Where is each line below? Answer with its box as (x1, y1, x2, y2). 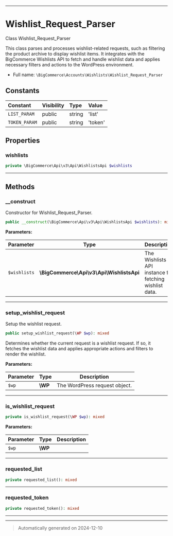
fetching (144, 275, 165, 282)
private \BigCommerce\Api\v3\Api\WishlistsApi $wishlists (5, 163, 132, 169)
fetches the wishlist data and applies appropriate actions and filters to (5, 346, 153, 352)
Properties (5, 136, 40, 145)
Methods (5, 182, 35, 191)
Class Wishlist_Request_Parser (5, 35, 71, 41)
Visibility (42, 101, 64, 109)
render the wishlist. (5, 351, 46, 358)
